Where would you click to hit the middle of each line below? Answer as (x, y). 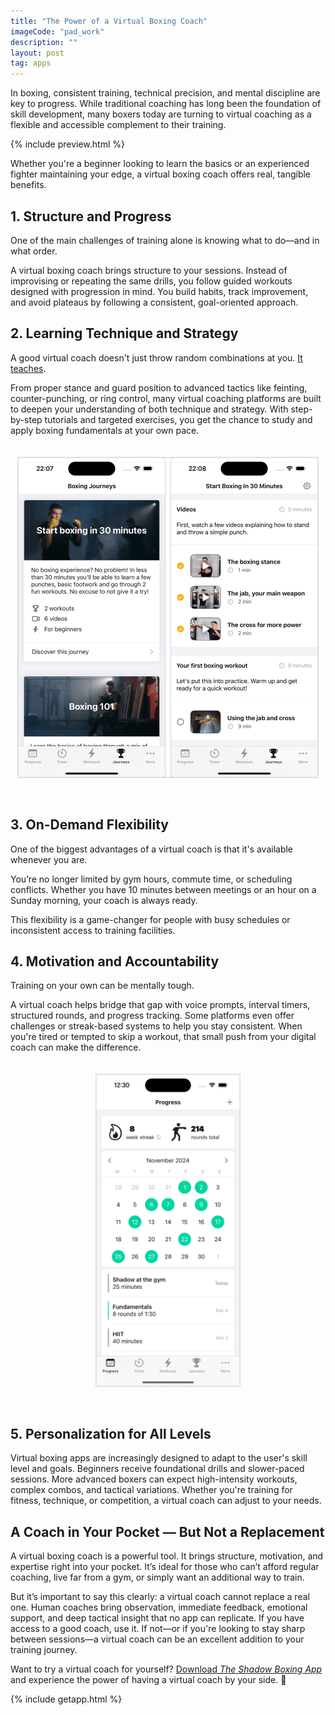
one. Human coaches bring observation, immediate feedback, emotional (159, 1607)
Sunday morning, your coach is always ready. (104, 900)
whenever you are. (49, 859)
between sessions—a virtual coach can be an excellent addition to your (157, 1639)
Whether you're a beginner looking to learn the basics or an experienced (160, 164)
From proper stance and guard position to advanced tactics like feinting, (159, 387)
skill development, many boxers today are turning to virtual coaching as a (161, 114)
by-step (26, 419)
